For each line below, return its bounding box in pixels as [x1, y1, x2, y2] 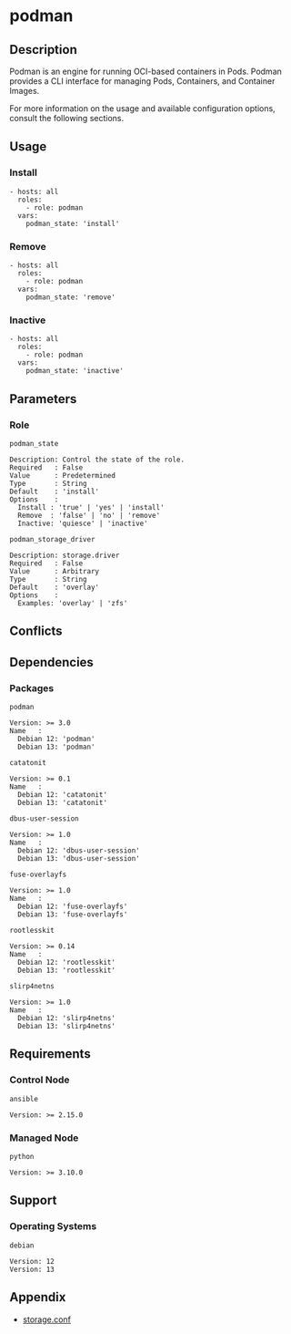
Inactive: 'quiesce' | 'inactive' [17, 519, 148, 528]
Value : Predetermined [9, 471, 116, 480]
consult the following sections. [9, 113, 125, 123]
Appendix [9, 1289, 66, 1305]
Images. [9, 86, 40, 96]
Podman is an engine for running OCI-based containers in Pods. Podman [9, 66, 282, 77]
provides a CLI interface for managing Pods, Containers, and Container [9, 76, 276, 87]
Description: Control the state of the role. [9, 455, 185, 464]
